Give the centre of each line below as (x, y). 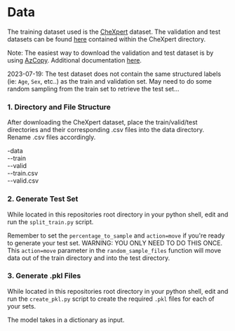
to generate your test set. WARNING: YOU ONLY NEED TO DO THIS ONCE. (115, 242)
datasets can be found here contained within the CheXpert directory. (107, 39)
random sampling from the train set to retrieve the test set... (94, 89)
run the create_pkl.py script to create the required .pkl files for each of (111, 299)
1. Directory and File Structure (59, 107)
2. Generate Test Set (43, 199)
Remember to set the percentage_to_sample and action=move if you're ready (116, 235)
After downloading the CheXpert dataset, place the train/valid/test (102, 122)
